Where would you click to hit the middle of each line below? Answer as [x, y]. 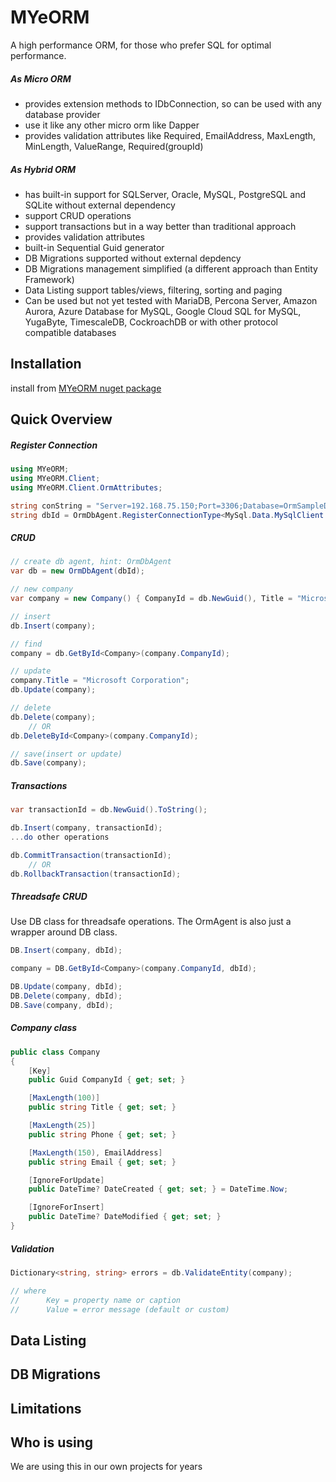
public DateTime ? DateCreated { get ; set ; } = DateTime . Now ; [158, 1189]
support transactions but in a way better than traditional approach [160, 226]
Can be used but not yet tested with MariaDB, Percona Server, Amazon [171, 300]
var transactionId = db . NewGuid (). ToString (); [109, 810]
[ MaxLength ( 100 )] [64, 1098]
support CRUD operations [78, 215]
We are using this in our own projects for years [106, 1467]
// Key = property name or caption [96, 1300]
